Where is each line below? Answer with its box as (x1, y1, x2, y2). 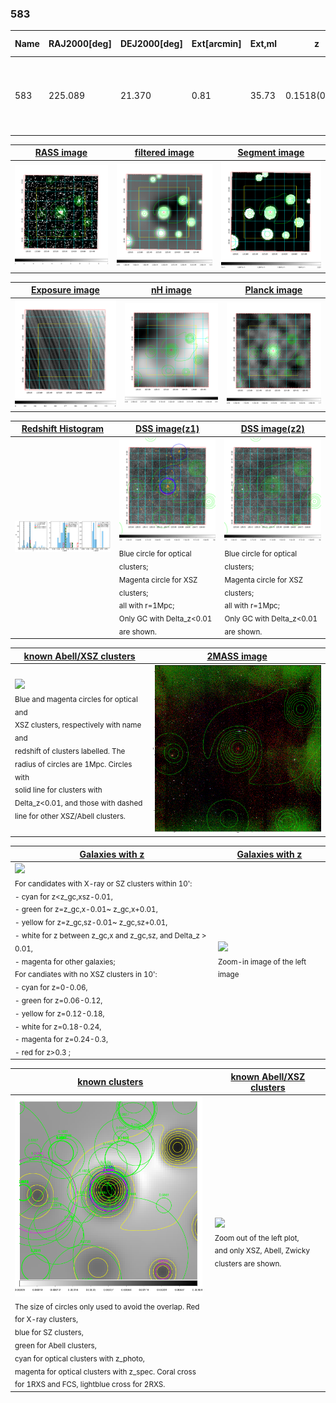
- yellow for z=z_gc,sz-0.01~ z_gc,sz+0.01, (14, 917, 168, 927)
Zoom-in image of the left (218, 957, 307, 967)
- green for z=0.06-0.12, (14, 995, 103, 1006)
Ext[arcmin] (191, 38, 242, 50)
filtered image (134, 147, 195, 159)
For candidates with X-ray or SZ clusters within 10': (14, 878, 193, 889)
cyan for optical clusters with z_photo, (14, 1353, 145, 1364)
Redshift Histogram (21, 423, 105, 435)
